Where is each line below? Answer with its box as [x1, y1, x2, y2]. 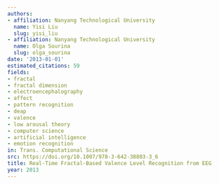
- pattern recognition [7, 101, 74, 108]
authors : [7, 10, 33, 17]
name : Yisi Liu [13, 23, 58, 30]
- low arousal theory [7, 120, 71, 128]
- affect [7, 95, 33, 102]
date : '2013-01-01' [7, 56, 65, 63]
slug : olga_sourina [13, 50, 71, 57]
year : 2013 [7, 166, 39, 174]
